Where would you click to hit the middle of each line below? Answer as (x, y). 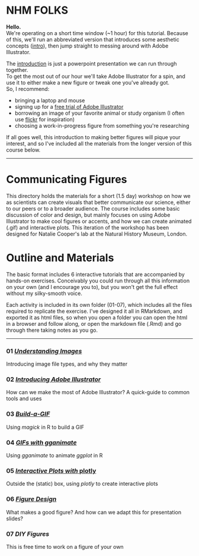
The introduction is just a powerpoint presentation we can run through (92, 64)
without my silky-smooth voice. (44, 293)
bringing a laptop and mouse (50, 100)
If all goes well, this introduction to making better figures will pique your (93, 137)
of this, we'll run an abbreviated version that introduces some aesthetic (93, 39)
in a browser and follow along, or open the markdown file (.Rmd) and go (94, 323)
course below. (23, 150)
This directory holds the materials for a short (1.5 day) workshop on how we (98, 196)
